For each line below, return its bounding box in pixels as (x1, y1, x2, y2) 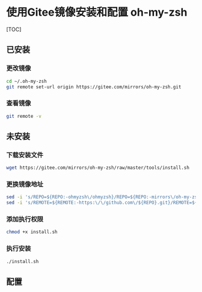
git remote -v (6, 113, 42, 119)
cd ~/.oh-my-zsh (6, 78, 47, 84)
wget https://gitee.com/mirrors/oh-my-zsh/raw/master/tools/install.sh (6, 165, 189, 171)
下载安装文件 (6, 151, 44, 159)
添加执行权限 (6, 215, 44, 224)
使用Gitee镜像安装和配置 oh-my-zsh (6, 5, 188, 19)
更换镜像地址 (6, 180, 44, 189)
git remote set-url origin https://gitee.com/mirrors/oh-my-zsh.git (6, 84, 182, 90)
